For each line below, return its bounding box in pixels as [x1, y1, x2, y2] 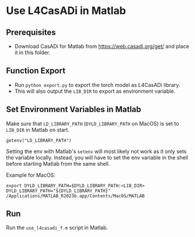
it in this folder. [14, 49, 51, 56]
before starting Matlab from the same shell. [6, 160, 110, 167]
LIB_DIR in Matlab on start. [6, 126, 70, 133]
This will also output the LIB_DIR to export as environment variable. [14, 88, 176, 95]
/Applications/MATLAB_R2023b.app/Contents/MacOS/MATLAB [6, 193, 145, 199]
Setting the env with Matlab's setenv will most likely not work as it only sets [6, 148, 187, 155]
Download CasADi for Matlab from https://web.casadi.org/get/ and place [14, 43, 190, 50]
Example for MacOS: [6, 171, 55, 179]
